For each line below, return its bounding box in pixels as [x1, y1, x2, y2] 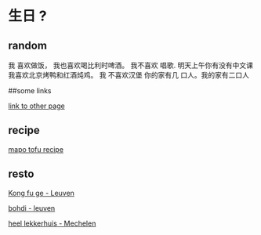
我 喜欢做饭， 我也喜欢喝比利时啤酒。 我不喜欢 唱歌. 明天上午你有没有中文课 [8, 60, 253, 70]
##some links [8, 86, 53, 95]
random [8, 38, 47, 52]
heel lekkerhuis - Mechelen [8, 219, 96, 228]
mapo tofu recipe [8, 144, 64, 154]
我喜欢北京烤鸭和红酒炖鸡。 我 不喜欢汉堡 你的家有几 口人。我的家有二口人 [8, 70, 249, 79]
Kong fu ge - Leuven [8, 188, 74, 197]
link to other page [8, 101, 65, 110]
